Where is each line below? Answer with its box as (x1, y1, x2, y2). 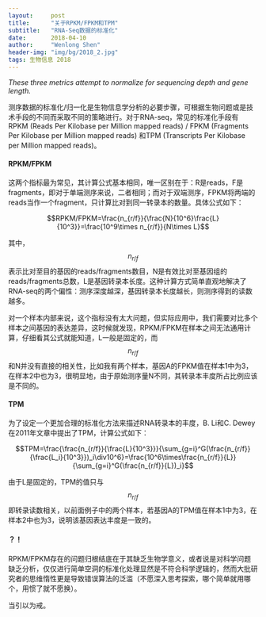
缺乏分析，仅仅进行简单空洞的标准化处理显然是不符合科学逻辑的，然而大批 (8, 564, 251, 573)
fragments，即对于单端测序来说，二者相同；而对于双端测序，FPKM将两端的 (8, 188, 256, 197)
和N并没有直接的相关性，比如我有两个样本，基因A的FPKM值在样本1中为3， (8, 361, 253, 370)
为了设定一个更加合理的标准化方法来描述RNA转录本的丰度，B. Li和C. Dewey (8, 418, 256, 427)
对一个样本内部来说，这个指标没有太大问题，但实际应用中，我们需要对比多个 (8, 312, 258, 322)
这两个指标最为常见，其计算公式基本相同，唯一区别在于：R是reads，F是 (8, 178, 244, 187)
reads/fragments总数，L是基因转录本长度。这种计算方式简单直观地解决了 (8, 276, 247, 286)
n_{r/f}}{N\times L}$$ (139, 222, 210, 232)
